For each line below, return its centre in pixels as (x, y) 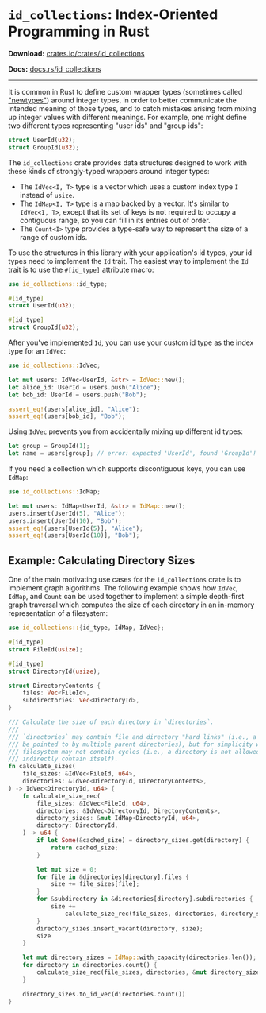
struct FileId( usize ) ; (46, 649)
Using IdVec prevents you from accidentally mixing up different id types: (126, 431)
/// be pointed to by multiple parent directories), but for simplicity (131, 744)
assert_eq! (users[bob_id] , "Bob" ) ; (67, 416)
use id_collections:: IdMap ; (55, 492)
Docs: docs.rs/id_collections (55, 68)
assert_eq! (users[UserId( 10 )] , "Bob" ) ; (74, 535)
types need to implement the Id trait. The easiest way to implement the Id (128, 261)
